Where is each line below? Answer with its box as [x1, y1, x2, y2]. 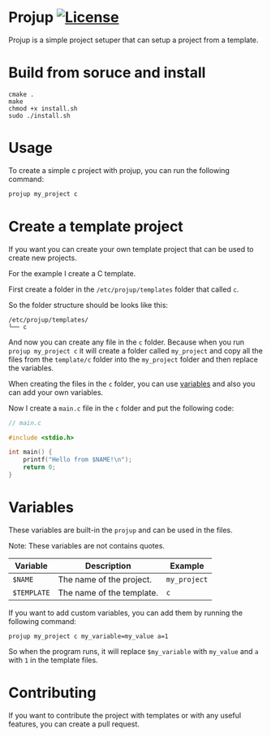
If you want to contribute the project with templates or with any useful [8, 710, 242, 720]
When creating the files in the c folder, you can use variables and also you [8, 379, 256, 388]
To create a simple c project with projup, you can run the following [8, 165, 230, 175]
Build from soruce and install [8, 63, 206, 82]
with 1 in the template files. [8, 655, 99, 665]
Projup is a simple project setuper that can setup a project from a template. [8, 35, 259, 45]
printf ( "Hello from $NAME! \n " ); [23, 456, 132, 464]
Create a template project [8, 217, 184, 236]
